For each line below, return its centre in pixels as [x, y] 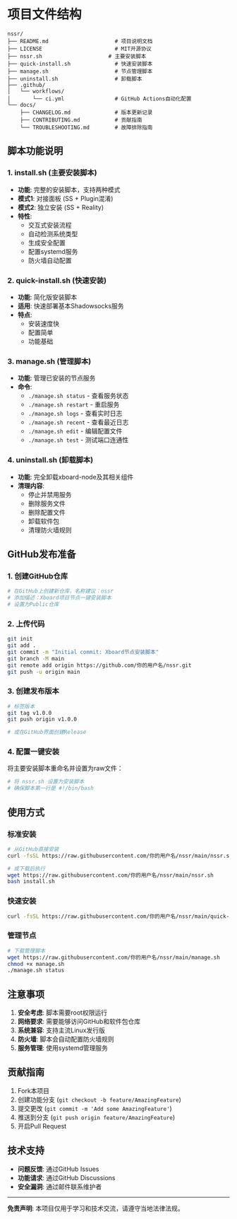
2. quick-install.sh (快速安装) [57, 280]
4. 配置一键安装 [34, 752]
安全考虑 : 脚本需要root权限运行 [62, 1013]
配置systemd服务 [53, 251]
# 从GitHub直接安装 [33, 849]
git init [20, 639]
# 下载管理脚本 [26, 951]
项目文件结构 [45, 14]
